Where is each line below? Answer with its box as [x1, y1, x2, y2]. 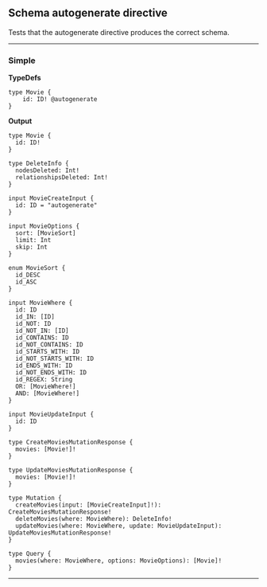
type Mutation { [8, 494, 62, 503]
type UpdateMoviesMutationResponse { [8, 466, 133, 475]
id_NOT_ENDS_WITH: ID [15, 369, 87, 377]
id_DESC [15, 271, 41, 280]
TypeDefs [8, 73, 41, 83]
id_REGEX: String [15, 376, 73, 384]
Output [8, 116, 33, 126]
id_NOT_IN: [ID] [15, 327, 69, 335]
